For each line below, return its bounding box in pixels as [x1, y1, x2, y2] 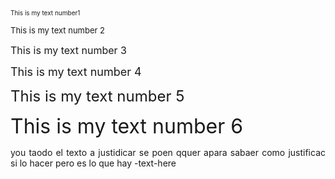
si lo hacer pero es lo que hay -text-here [10, 157, 177, 169]
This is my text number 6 [10, 114, 244, 139]
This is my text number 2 [10, 25, 106, 36]
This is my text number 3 [10, 44, 127, 57]
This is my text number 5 [10, 87, 185, 106]
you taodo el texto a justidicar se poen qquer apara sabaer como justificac [10, 147, 326, 158]
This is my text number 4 [10, 65, 142, 79]
